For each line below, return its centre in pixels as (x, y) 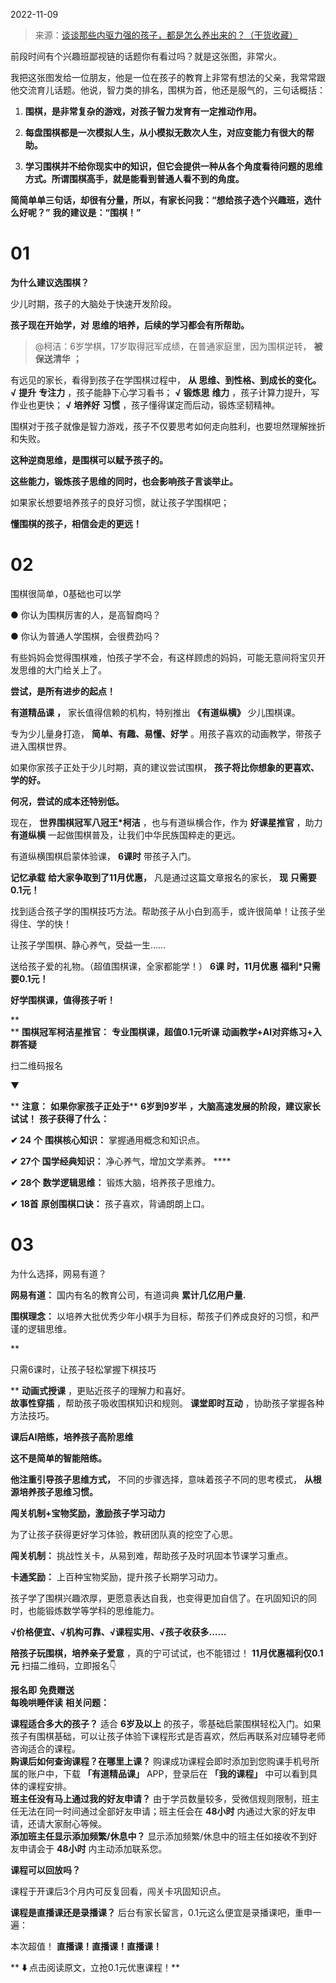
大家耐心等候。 (75, 1823)
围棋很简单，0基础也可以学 (66, 593)
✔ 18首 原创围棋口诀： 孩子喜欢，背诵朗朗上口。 (110, 1203)
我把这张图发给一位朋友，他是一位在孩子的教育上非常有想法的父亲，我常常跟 (168, 77)
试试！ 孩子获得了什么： (60, 1118)
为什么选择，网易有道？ (58, 1273)
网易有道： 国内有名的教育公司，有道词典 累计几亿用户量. (128, 1295)
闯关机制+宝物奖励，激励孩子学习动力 (88, 1513)
